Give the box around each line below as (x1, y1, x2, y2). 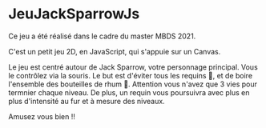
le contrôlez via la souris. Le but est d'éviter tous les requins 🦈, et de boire (8, 70, 253, 80)
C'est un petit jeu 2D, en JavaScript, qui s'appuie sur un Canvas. (8, 46, 221, 56)
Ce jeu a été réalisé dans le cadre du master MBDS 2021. (8, 31, 196, 41)
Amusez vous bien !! (8, 111, 76, 121)
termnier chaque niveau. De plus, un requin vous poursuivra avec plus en (8, 87, 250, 97)
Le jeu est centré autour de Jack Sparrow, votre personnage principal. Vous (8, 62, 258, 72)
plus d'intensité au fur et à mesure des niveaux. (8, 96, 166, 106)
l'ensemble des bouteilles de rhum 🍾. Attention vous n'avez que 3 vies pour (8, 79, 258, 89)
